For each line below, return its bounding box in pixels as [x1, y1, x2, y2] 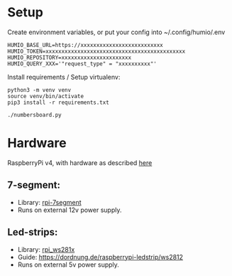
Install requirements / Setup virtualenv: [7, 73, 121, 81]
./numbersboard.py [7, 111, 62, 118]
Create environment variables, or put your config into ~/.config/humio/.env [7, 28, 226, 36]
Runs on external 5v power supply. [17, 260, 119, 269]
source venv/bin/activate [7, 92, 84, 100]
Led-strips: [7, 226, 58, 238]
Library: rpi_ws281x [17, 245, 75, 253]
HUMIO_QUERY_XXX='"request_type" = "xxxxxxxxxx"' [7, 60, 158, 68]
